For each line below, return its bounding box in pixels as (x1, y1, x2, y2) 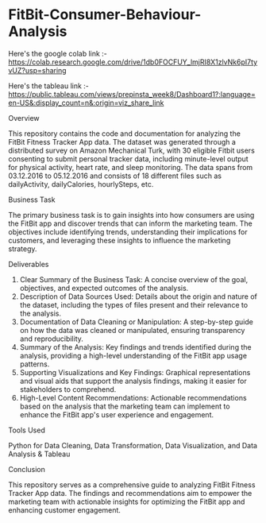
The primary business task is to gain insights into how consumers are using (8, 210, 255, 219)
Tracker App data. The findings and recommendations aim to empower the (8, 488, 253, 498)
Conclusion (8, 464, 46, 474)
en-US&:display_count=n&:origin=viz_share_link (8, 98, 164, 107)
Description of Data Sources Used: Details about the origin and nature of (19, 292, 258, 301)
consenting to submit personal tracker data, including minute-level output (8, 153, 249, 164)
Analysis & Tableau (8, 449, 71, 459)
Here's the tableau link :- (8, 81, 90, 91)
